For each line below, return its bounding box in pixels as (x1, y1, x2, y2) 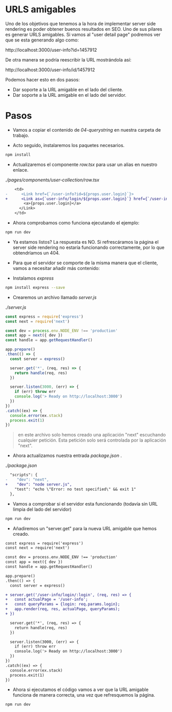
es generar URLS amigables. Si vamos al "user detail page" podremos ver (5, 31, 161, 37)
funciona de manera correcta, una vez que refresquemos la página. (12, 692, 155, 698)
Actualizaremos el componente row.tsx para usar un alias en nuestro (12, 161, 158, 167)
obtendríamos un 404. (12, 249, 60, 256)
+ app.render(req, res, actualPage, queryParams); (5, 606, 120, 612)
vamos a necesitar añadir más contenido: (12, 265, 100, 271)
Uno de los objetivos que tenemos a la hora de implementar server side (5, 20, 156, 27)
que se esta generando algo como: (5, 37, 79, 43)
